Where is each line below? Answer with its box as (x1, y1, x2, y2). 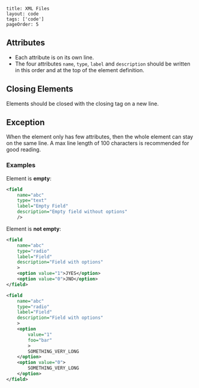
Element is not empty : (6, 225, 61, 232)
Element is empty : (6, 174, 52, 182)
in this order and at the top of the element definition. (14, 66, 144, 73)
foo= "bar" (28, 337, 52, 343)
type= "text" (17, 197, 47, 204)
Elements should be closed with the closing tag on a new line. (6, 100, 159, 107)
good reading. (6, 146, 41, 153)
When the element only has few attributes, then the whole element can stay (6, 133, 194, 141)
